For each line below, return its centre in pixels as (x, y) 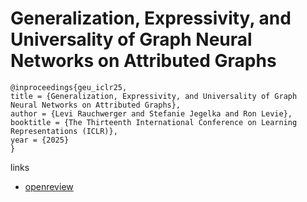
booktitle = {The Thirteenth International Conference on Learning (154, 122)
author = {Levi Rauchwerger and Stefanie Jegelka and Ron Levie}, (151, 113)
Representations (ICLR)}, (64, 131)
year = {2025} (40, 140)
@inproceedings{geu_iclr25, (69, 87)
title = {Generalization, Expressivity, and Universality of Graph (154, 96)
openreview (49, 186)
